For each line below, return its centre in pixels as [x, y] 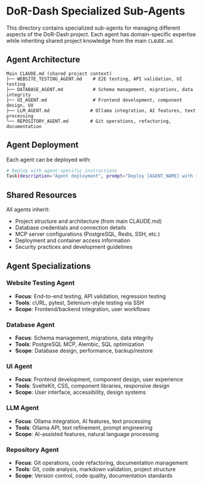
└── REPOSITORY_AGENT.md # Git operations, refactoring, [89, 121]
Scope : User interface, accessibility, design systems [80, 392]
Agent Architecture [43, 59]
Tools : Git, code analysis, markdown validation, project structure [95, 469]
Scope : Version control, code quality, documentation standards [94, 476]
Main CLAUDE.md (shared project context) [59, 74]
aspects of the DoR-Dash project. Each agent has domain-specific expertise [101, 34]
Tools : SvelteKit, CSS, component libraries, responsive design [92, 386]
